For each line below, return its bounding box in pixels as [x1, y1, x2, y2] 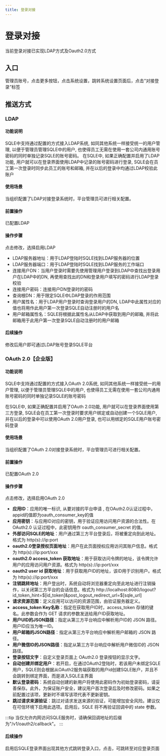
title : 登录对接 [5, 7, 36, 12]
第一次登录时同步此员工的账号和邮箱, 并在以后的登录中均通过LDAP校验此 [9, 165, 158, 171]
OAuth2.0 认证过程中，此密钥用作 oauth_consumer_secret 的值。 [12, 524, 145, 530]
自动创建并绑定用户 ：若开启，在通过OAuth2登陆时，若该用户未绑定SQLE [12, 660, 161, 666]
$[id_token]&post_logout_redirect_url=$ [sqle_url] [42, 592, 142, 598]
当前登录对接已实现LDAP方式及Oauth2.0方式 [5, 48, 96, 54]
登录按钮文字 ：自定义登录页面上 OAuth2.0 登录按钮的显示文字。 [12, 654, 143, 660]
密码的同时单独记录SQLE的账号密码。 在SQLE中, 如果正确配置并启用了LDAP [5, 152, 160, 158]
